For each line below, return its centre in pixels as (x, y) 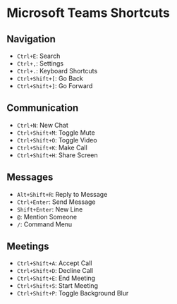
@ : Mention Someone (47, 217)
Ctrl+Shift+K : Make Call (52, 147)
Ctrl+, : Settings (40, 63)
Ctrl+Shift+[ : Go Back (50, 78)
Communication (43, 108)
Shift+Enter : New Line (50, 209)
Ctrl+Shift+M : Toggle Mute (56, 133)
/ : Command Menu (44, 224)
